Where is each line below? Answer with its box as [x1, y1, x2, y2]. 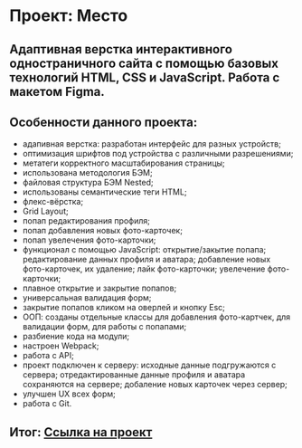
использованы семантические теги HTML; [22, 186, 187, 197]
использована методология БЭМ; [22, 167, 153, 178]
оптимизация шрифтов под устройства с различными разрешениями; [22, 148, 294, 159]
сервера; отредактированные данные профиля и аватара [22, 369, 246, 380]
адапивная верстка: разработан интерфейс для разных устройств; [22, 138, 282, 149]
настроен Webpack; [22, 340, 99, 351]
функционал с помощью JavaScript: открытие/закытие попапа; [22, 244, 267, 255]
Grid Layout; [22, 205, 70, 217]
